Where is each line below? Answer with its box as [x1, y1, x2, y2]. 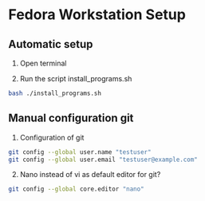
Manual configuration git [8, 112, 134, 125]
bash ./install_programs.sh [8, 89, 102, 97]
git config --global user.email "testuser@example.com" [8, 156, 198, 164]
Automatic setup [8, 37, 93, 51]
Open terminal [19, 58, 67, 68]
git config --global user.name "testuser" [8, 148, 152, 156]
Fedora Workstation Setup [8, 6, 186, 24]
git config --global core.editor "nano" [8, 185, 145, 193]
